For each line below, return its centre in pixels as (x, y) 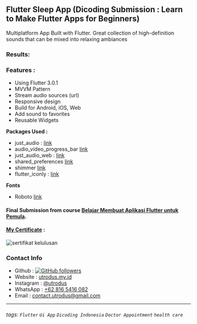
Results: (18, 54)
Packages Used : (27, 132)
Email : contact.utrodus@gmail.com (57, 296)
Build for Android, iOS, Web (47, 108)
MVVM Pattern (33, 89)
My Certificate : (26, 230)
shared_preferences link (44, 162)
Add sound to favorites (42, 114)
